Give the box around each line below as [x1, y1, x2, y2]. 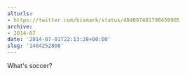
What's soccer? [7, 62, 53, 69]
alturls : [7, 10, 33, 17]
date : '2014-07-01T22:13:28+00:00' [7, 36, 111, 43]
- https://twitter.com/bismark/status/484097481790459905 [7, 17, 180, 24]
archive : [7, 23, 33, 30]
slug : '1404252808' [7, 42, 64, 49]
